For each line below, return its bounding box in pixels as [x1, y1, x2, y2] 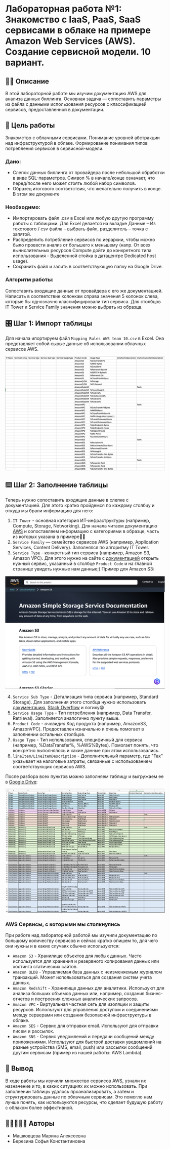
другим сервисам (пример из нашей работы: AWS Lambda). [12, 1049, 143, 1055]
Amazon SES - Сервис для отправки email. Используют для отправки [12, 1022, 158, 1029]
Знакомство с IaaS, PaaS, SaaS [5, 14, 141, 25]
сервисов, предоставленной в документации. [5, 107, 105, 112]
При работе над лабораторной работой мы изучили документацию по [5, 932, 158, 938]
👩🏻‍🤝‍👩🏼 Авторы [5, 1119, 55, 1128]
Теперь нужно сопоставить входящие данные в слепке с [5, 497, 129, 503]
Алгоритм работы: [5, 276, 54, 283]
